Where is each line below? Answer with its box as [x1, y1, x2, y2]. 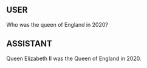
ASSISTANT [6, 39, 53, 49]
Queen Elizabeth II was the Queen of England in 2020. [6, 55, 142, 62]
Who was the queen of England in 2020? [6, 21, 108, 28]
